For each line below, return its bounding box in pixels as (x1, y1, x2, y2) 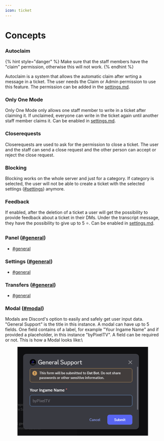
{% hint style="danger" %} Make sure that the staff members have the (5, 59, 148, 65)
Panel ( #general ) (5, 234, 46, 241)
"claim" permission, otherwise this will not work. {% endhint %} (5, 64, 134, 70)
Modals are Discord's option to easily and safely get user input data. (5, 316, 144, 322)
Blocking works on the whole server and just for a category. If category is (5, 176, 154, 181)
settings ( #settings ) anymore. (5, 186, 65, 192)
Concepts (5, 30, 46, 41)
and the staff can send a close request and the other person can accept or (5, 147, 157, 152)
